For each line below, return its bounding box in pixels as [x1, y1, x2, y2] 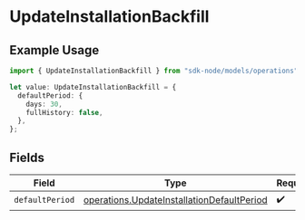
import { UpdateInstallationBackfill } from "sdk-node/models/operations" [9, 66, 299, 75]
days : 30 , [25, 100, 64, 109]
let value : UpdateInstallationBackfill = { [9, 82, 177, 91]
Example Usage [9, 43, 100, 58]
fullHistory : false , [25, 108, 103, 117]
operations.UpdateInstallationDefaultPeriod [83, 194, 268, 206]
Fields [9, 149, 45, 165]
